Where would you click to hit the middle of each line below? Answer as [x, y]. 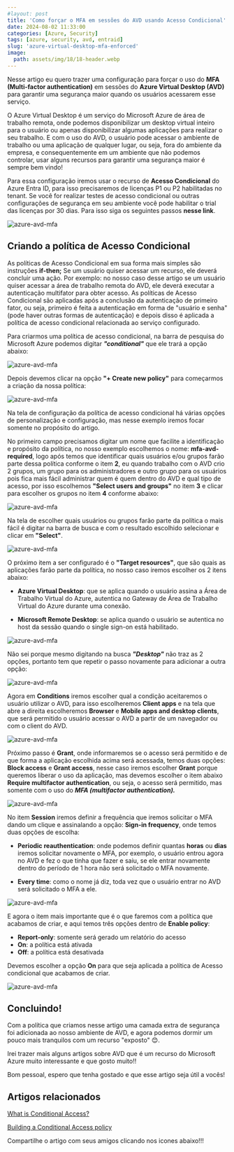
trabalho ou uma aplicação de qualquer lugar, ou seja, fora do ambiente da [115, 145]
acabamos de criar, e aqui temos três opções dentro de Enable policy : [109, 923]
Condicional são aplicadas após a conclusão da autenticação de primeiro [112, 300]
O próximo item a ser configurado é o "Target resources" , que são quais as [116, 562]
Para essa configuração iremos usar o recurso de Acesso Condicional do [114, 181]
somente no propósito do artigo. [53, 427]
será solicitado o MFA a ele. [57, 889]
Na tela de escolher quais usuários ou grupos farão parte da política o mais [115, 520]
